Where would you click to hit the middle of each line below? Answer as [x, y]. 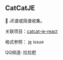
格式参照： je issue [25, 42]
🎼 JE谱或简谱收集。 [25, 21]
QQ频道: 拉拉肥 [21, 52]
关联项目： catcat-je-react [31, 31]
